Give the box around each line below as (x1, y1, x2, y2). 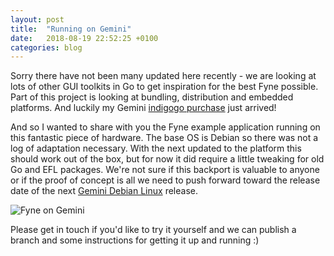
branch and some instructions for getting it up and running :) (10, 234, 260, 246)
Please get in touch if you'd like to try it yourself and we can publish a (10, 224, 297, 236)
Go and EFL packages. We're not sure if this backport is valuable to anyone (10, 164, 320, 176)
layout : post (10, 14, 65, 25)
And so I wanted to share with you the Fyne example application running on (10, 121, 321, 133)
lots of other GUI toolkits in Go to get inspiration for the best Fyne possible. (10, 81, 319, 93)
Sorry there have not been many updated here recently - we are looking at (10, 70, 317, 82)
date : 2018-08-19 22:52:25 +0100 (10, 33, 159, 43)
